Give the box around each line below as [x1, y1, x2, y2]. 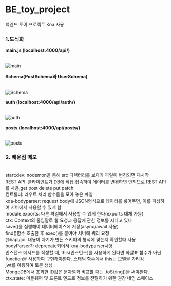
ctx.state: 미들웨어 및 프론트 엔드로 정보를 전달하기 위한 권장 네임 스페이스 [5, 275, 154, 281]
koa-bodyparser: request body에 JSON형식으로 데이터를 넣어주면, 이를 [5, 198, 151, 204]
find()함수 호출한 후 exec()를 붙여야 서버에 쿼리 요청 [5, 230, 109, 236]
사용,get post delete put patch [10, 185, 74, 191]
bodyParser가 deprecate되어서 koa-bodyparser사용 [5, 243, 113, 249]
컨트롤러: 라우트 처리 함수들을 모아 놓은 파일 [5, 191, 93, 198]
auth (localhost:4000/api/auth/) [5, 99, 76, 105]
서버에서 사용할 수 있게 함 [10, 204, 62, 210]
